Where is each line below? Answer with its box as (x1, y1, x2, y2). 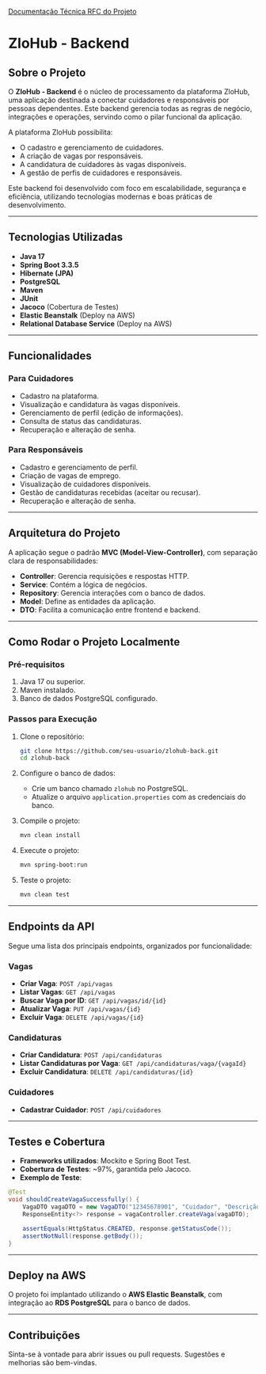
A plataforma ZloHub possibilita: (8, 128, 113, 137)
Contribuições (8, 1328, 81, 1342)
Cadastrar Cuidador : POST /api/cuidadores (19, 1105, 161, 1114)
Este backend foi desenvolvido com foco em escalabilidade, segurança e (8, 184, 247, 192)
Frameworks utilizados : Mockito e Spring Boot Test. (19, 1156, 192, 1166)
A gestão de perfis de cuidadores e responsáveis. (19, 168, 182, 177)
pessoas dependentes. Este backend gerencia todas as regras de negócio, (8, 104, 253, 113)
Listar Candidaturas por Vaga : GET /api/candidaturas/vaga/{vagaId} (19, 1059, 247, 1068)
